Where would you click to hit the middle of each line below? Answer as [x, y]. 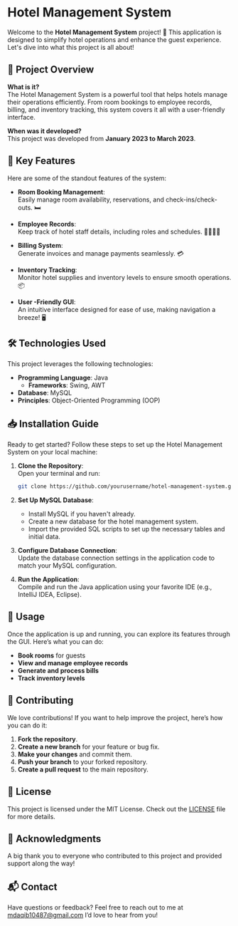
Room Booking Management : [61, 192]
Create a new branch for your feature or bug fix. [88, 746]
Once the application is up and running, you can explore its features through [119, 634]
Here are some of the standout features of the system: [87, 178]
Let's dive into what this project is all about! [71, 47]
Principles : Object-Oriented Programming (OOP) [89, 400]
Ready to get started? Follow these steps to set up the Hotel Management [115, 444]
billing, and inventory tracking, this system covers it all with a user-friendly [116, 109]
